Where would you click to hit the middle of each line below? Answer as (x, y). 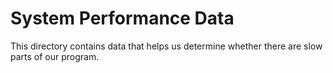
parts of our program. (55, 56)
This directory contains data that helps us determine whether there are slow (166, 46)
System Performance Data (122, 18)
